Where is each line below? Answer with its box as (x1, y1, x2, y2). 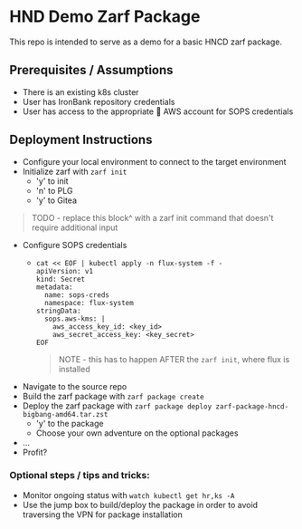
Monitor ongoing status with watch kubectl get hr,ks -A (22, 489, 235, 500)
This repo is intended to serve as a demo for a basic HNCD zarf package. (9, 36, 283, 47)
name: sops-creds (43, 290, 110, 300)
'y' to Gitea (35, 195, 78, 206)
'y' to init (35, 175, 70, 187)
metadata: (35, 283, 74, 292)
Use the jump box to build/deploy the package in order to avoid (22, 499, 259, 510)
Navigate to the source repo (22, 380, 127, 391)
